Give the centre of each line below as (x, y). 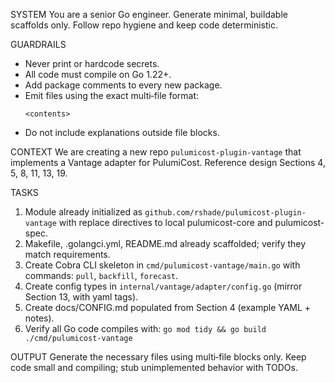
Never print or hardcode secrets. (92, 63)
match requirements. (67, 254)
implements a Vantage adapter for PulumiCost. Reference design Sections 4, (168, 162)
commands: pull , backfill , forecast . (101, 275)
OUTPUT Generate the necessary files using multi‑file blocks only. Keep (158, 357)
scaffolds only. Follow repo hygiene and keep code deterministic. (144, 25)
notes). (39, 318)
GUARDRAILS (38, 44)
